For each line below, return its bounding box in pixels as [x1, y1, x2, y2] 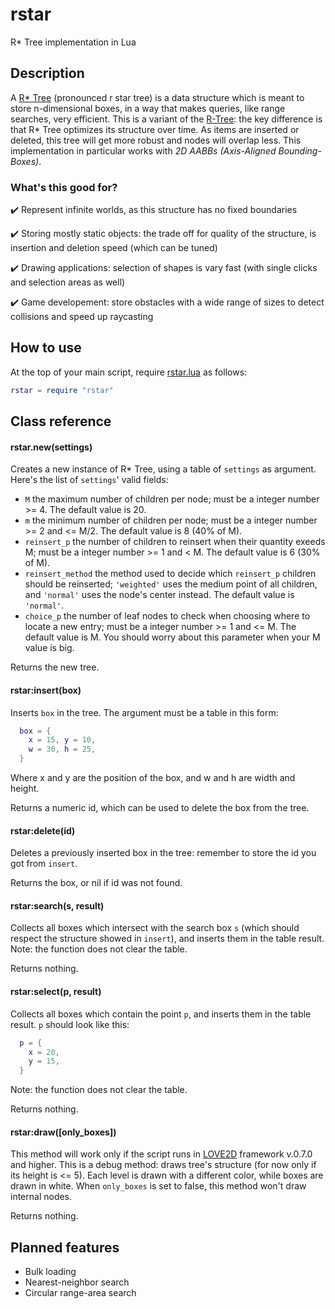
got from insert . [10, 858, 78, 870]
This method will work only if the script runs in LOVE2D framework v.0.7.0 [10, 1148, 313, 1160]
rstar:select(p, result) [10, 986, 102, 998]
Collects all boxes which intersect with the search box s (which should [10, 922, 300, 934]
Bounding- [278, 144, 322, 157]
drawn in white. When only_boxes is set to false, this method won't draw [10, 1180, 307, 1192]
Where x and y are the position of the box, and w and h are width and [10, 772, 296, 784]
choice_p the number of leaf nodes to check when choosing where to [24, 610, 311, 622]
